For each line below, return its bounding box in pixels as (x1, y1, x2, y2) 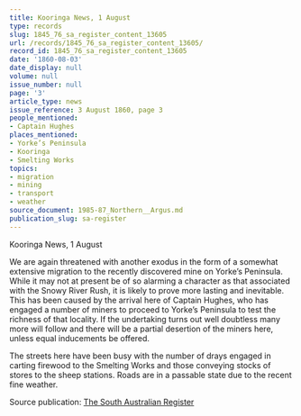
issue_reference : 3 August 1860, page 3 (9, 105, 164, 114)
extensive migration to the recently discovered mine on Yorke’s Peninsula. (9, 266, 284, 276)
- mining (9, 181, 42, 190)
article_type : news (9, 96, 83, 106)
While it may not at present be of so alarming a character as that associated (9, 276, 290, 286)
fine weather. (9, 379, 59, 390)
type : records (9, 22, 63, 31)
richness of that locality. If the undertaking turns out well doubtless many (9, 313, 281, 324)
